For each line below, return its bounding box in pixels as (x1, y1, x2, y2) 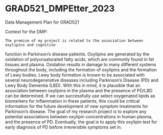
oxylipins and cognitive (5, 42, 56, 47)
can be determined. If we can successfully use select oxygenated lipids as (5, 93, 156, 99)
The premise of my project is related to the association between (5, 38, 143, 43)
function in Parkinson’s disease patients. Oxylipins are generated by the (5, 51, 150, 57)
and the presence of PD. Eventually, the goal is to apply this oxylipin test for (5, 119, 158, 125)
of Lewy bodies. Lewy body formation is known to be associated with (5, 72, 145, 78)
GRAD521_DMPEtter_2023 (5, 3, 115, 14)
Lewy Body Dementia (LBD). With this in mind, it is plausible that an (5, 82, 140, 88)
